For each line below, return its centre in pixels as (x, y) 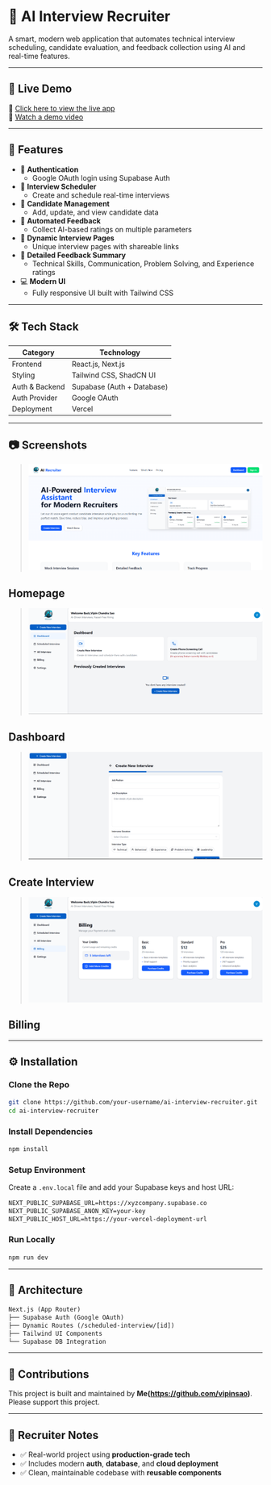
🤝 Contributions (49, 1374)
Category (38, 352)
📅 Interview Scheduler (58, 186)
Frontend (27, 364)
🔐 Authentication (49, 169)
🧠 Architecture (46, 1290)
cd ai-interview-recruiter (54, 1111)
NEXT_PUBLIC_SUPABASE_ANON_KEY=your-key (77, 1212)
